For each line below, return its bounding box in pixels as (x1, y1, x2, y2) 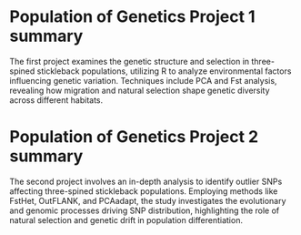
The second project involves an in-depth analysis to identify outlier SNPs (9, 176, 283, 187)
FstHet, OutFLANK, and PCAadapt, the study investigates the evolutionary (9, 195, 286, 206)
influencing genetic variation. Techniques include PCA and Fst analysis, (9, 75, 277, 86)
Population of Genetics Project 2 (9, 127, 259, 148)
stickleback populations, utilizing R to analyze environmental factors (36, 66, 292, 77)
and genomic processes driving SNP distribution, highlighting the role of (9, 205, 280, 216)
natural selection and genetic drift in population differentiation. (9, 214, 244, 225)
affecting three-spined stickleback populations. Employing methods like (9, 185, 278, 197)
